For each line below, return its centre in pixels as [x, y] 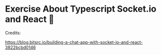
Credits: [13, 33]
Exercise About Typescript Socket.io [81, 9]
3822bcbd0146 [20, 47]
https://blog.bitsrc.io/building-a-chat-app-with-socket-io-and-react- [74, 42]
